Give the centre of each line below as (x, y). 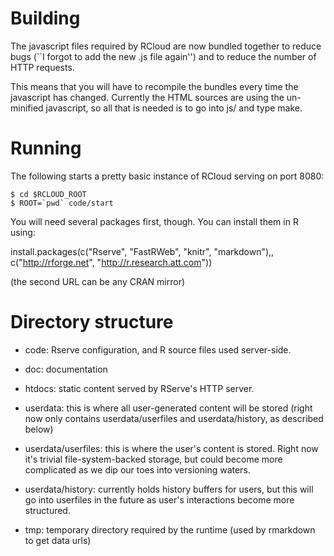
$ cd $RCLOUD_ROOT (48, 194)
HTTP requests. (42, 67)
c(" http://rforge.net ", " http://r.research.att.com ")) (111, 262)
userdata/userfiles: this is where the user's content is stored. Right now (171, 448)
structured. (47, 510)
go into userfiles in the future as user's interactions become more (159, 499)
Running (46, 148)
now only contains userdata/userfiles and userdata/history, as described (174, 418)
